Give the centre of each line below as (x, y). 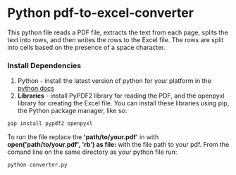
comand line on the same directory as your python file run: (92, 152)
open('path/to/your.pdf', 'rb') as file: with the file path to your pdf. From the (118, 145)
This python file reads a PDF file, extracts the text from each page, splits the (118, 32)
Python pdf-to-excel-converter (100, 13)
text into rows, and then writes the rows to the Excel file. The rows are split (116, 39)
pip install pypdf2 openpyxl (50, 124)
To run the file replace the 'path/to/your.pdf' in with (83, 137)
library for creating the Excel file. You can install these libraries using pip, (123, 103)
